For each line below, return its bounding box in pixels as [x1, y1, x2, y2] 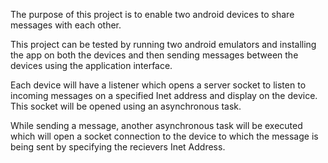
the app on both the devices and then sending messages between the [10, 49, 299, 61]
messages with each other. [10, 19, 122, 31]
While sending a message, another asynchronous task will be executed [10, 120, 303, 131]
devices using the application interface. [10, 60, 173, 71]
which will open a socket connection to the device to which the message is [10, 130, 319, 142]
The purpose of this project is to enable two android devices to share [10, 9, 295, 20]
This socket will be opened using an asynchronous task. [10, 100, 242, 112]
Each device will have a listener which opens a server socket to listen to [10, 79, 307, 91]
